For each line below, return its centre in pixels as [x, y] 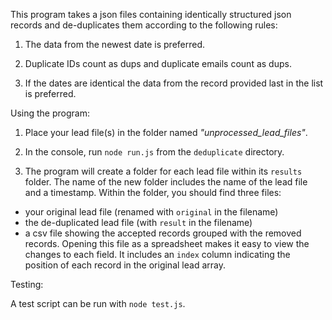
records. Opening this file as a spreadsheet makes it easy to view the [167, 243]
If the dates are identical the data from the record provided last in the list [174, 83]
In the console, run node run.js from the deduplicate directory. [154, 152]
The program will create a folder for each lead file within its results [163, 171]
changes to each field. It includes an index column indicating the [157, 254]
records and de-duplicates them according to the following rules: [144, 25]
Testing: [27, 284]
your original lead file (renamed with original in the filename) [151, 212]
